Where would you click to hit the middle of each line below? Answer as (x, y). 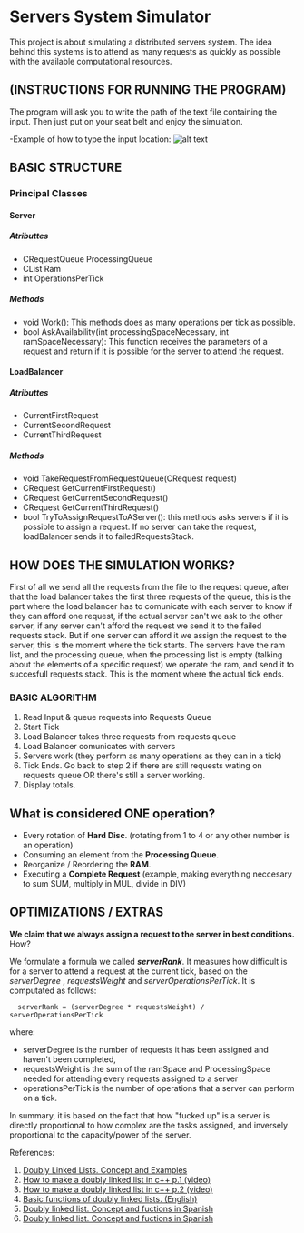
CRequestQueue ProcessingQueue (88, 259)
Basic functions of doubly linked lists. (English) (110, 1198)
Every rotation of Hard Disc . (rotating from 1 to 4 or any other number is (156, 836)
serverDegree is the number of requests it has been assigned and (146, 1049)
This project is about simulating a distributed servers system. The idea (141, 42)
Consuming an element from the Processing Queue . (121, 855)
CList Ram (42, 268)
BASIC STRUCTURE (66, 168)
